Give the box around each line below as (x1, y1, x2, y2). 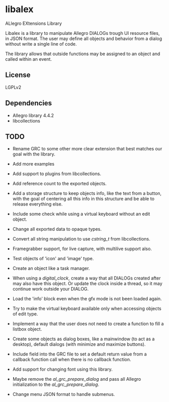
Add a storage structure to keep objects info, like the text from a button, (12, 190, 162, 196)
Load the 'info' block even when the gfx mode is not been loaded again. (12, 296, 162, 302)
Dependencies (5, 99, 52, 107)
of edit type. (12, 311, 38, 317)
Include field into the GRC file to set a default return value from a (12, 351, 147, 357)
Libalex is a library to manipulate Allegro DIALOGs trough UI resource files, (5, 30, 160, 36)
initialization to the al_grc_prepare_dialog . (12, 381, 99, 388)
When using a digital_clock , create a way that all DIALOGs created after (12, 275, 161, 282)
